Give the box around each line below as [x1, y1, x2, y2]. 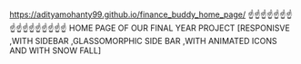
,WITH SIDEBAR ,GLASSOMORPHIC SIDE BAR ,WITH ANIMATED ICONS [9, 36, 277, 46]
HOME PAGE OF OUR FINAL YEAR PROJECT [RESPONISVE [68, 23, 291, 33]
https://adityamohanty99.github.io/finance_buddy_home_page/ [9, 9, 246, 20]
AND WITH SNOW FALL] [9, 45, 102, 56]
